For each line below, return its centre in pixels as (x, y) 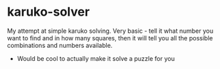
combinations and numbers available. (60, 45)
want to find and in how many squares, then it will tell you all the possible (110, 38)
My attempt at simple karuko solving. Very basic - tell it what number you (110, 31)
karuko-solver (49, 12)
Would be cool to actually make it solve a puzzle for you (96, 58)
